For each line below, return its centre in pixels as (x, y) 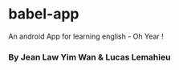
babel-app (44, 14)
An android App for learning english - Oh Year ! (86, 36)
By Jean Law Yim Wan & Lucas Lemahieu (89, 57)
